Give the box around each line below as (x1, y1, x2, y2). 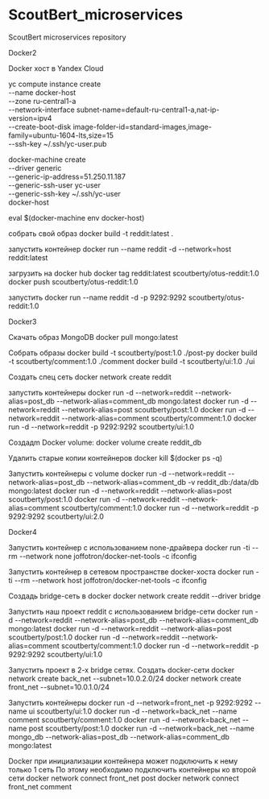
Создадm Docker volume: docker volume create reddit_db (8, 437, 202, 447)
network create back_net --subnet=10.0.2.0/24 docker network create (8, 673, 242, 683)
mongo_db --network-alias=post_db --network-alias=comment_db (8, 731, 230, 742)
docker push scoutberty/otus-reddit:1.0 (8, 276, 139, 287)
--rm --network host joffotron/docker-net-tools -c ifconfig (14, 575, 207, 585)
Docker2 (8, 48, 37, 57)
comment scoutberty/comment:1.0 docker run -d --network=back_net (8, 714, 241, 724)
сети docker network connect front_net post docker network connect (8, 773, 239, 783)
